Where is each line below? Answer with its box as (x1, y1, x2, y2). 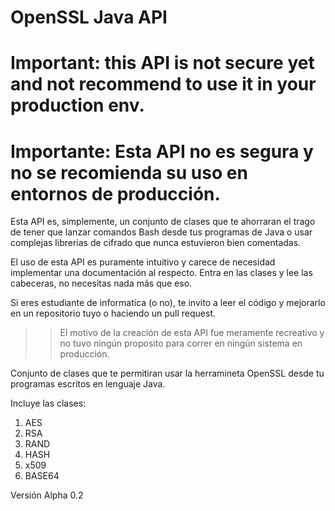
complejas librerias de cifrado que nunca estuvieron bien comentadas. (10, 237, 302, 249)
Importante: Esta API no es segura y (10, 140, 314, 163)
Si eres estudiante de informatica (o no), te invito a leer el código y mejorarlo (10, 297, 326, 309)
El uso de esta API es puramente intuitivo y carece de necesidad (10, 256, 276, 268)
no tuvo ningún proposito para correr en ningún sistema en (59, 337, 303, 350)
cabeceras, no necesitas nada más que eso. (10, 277, 193, 290)
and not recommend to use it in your (10, 73, 317, 96)
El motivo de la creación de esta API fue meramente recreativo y (59, 327, 325, 339)
